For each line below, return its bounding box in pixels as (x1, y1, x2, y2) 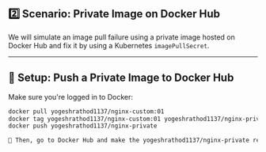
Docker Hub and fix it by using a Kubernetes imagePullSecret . (8, 40, 210, 50)
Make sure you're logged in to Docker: (8, 92, 133, 101)
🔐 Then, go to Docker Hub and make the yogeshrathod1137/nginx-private (8, 136, 249, 145)
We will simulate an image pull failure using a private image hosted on (8, 32, 236, 42)
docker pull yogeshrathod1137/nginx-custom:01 (8, 107, 165, 116)
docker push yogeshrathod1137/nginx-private (8, 122, 158, 130)
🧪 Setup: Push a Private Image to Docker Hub (8, 71, 234, 85)
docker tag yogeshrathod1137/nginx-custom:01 (8, 115, 161, 123)
